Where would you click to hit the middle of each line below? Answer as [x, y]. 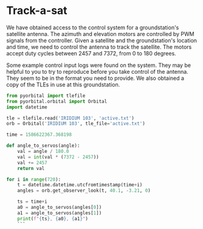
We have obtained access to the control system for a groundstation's [93, 27]
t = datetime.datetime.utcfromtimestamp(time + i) [80, 185]
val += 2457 [32, 163]
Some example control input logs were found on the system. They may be [99, 65]
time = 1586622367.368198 [39, 135]
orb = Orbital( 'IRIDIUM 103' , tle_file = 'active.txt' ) [76, 124]
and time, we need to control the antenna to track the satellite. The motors [99, 47]
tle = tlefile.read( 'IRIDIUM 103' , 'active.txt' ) [71, 118]
